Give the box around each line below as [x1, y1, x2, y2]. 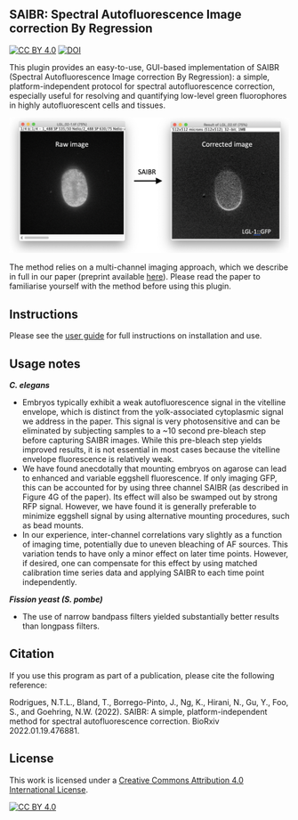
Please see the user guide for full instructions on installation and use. [9, 330, 262, 341]
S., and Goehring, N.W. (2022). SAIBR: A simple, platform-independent [9, 706, 268, 717]
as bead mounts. [21, 520, 85, 531]
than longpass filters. [21, 621, 101, 631]
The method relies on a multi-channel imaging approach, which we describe [9, 262, 289, 272]
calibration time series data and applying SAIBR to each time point [21, 567, 265, 578]
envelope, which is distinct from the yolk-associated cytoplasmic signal [21, 407, 284, 418]
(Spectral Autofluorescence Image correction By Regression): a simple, [9, 71, 270, 82]
